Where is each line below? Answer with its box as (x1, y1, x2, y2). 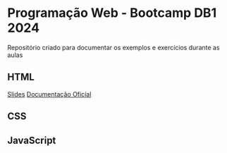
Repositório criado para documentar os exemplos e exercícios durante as (7, 43, 220, 51)
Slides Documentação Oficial (7, 90, 92, 98)
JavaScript (7, 134, 56, 146)
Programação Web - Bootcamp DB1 (7, 5, 217, 21)
